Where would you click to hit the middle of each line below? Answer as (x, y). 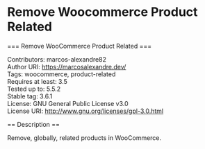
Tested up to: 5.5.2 (34, 89)
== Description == (34, 124)
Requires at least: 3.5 (38, 81)
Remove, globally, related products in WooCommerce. (84, 138)
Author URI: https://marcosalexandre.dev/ (67, 67)
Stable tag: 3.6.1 (30, 96)
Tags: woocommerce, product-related (61, 74)
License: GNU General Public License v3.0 (68, 103)
